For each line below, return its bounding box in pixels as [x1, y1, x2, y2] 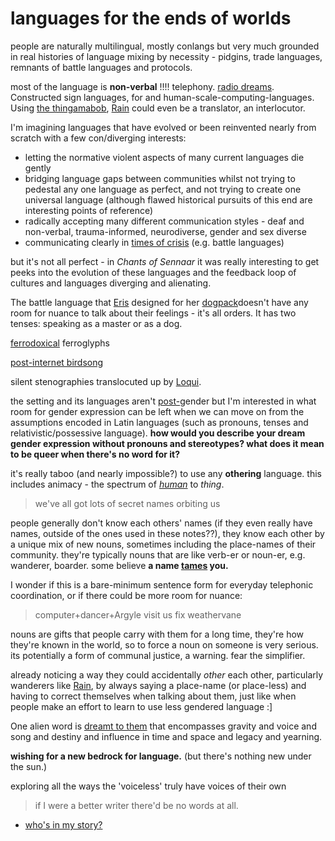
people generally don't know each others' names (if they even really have [10, 517, 313, 529]
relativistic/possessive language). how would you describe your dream [10, 427, 306, 439]
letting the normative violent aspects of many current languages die [24, 151, 305, 163]
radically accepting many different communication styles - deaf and [24, 215, 305, 227]
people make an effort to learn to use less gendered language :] [10, 700, 273, 712]
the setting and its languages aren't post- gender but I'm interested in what [10, 395, 317, 407]
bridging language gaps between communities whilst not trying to [24, 172, 296, 184]
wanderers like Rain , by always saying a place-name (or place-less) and [10, 679, 307, 691]
